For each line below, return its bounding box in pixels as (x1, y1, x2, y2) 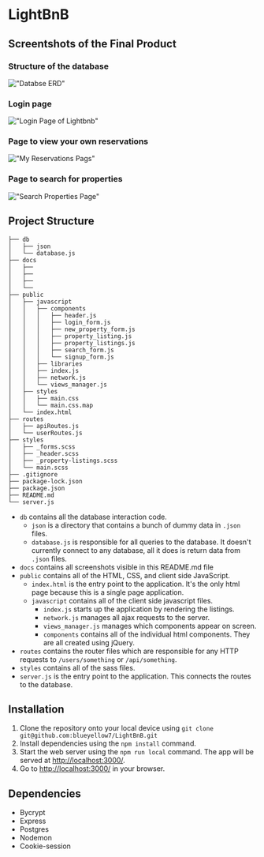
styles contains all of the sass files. (19, 663, 136, 672)
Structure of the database (8, 61, 109, 72)
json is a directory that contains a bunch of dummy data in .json (31, 520, 241, 530)
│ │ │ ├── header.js (8, 311, 97, 319)
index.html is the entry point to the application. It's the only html (31, 579, 240, 588)
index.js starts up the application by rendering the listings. (43, 604, 235, 614)
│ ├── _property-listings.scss (8, 457, 118, 464)
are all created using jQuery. (43, 637, 136, 647)
